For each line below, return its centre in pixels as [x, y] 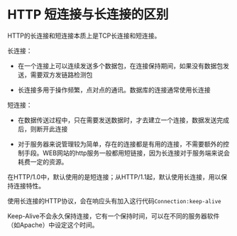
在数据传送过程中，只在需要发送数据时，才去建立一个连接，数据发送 [117, 120]
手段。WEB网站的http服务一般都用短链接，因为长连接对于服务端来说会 [127, 153]
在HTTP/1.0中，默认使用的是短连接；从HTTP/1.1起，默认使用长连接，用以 [114, 177]
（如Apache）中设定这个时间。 [53, 225]
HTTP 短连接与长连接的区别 [88, 15]
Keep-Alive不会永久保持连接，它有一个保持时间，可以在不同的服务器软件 [114, 216]
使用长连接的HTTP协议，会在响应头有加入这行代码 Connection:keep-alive [114, 200]
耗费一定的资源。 [43, 161]
